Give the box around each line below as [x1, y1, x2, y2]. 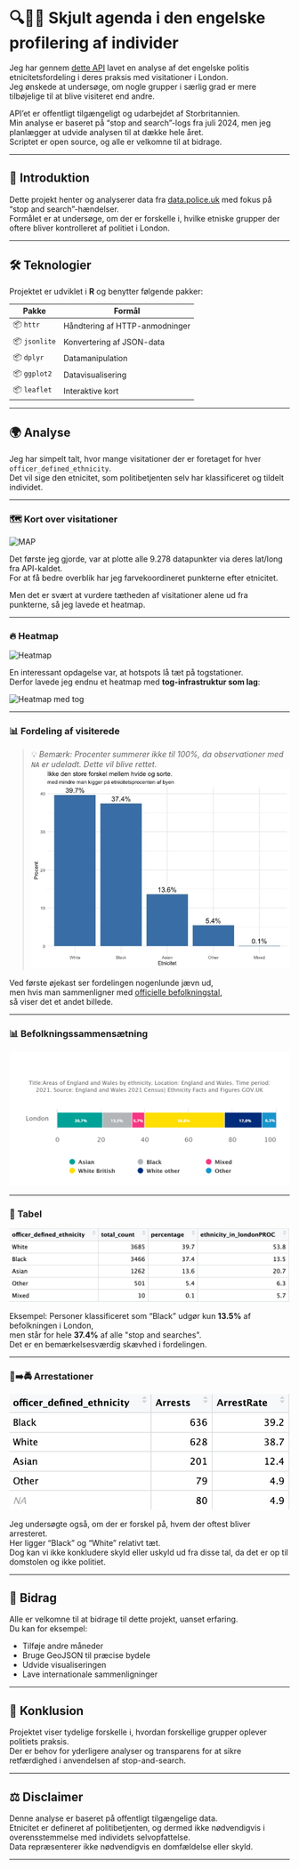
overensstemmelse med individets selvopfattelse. [9, 1832, 191, 1842]
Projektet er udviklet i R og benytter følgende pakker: [9, 286, 204, 296]
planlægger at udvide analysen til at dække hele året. [9, 126, 205, 137]
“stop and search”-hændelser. [9, 203, 120, 214]
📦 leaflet [12, 384, 53, 395]
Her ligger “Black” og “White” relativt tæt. [9, 1537, 161, 1548]
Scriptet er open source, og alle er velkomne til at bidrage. [9, 136, 222, 147]
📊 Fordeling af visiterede [9, 725, 120, 738]
